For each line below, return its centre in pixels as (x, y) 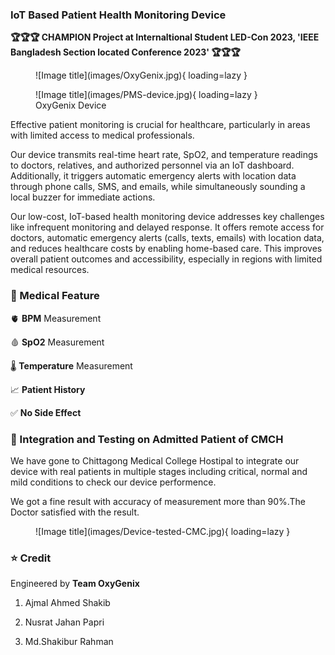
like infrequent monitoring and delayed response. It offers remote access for (167, 227)
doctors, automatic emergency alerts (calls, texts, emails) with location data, (167, 238)
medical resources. (50, 270)
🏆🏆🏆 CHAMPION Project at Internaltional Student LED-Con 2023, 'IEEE (165, 37)
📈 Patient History (48, 389)
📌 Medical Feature (55, 296)
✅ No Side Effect (46, 412)
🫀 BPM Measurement (56, 318)
